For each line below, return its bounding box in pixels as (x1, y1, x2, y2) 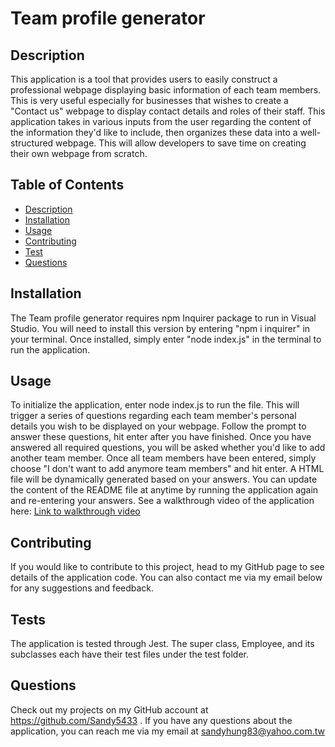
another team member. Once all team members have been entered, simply (10, 452, 317, 464)
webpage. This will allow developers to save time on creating (55, 137, 307, 149)
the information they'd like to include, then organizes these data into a (10, 127, 298, 138)
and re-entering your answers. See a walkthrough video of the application (10, 495, 315, 507)
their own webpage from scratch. (10, 148, 148, 159)
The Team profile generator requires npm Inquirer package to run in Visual (10, 312, 317, 324)
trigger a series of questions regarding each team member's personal (10, 410, 297, 422)
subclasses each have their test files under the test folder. (10, 648, 250, 661)
